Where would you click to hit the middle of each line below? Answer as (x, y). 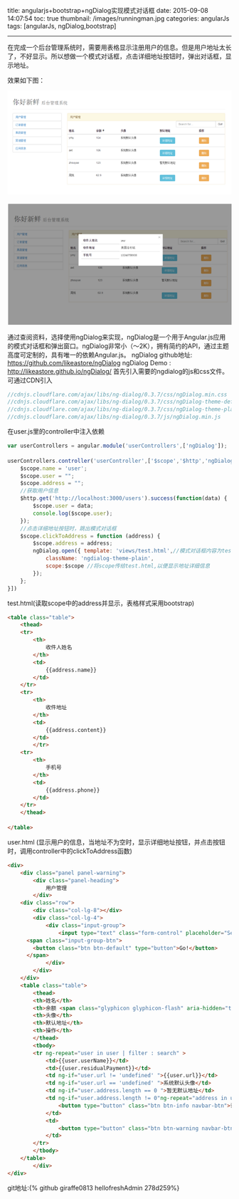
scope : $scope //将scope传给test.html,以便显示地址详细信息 (128, 566)
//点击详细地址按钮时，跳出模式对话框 (69, 528)
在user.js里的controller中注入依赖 (56, 431)
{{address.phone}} (73, 790)
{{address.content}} (76, 730)
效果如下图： (26, 80)
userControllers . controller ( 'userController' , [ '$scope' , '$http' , (106, 461)
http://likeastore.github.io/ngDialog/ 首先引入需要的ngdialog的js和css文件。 (118, 371)
